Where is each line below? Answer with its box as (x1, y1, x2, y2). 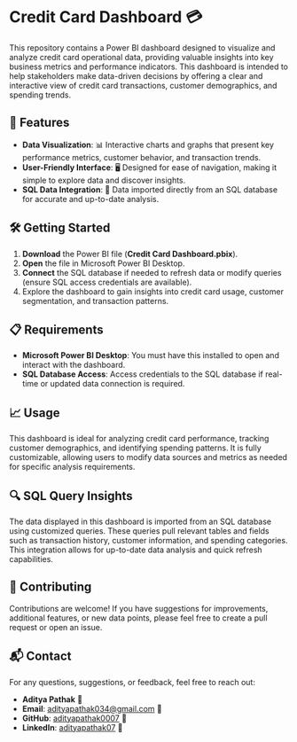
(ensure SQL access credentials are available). (21, 277, 192, 287)
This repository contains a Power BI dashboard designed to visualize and (9, 42, 276, 53)
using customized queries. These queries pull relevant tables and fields (9, 526, 270, 536)
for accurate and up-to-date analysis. (21, 193, 160, 204)
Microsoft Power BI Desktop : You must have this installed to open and (21, 350, 279, 361)
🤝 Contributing (9, 580, 92, 595)
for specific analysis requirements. (9, 462, 136, 473)
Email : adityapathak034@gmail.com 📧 (21, 703, 162, 714)
